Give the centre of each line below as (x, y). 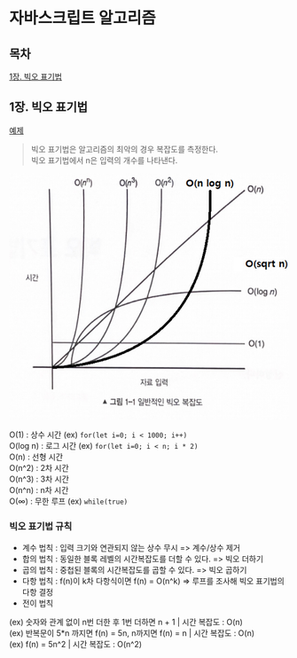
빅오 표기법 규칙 (41, 527)
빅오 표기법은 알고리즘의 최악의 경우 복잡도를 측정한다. (125, 149)
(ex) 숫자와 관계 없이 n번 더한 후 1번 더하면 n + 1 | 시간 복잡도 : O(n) (126, 622)
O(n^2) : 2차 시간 (39, 468)
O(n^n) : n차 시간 (39, 490)
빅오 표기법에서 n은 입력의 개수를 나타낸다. (104, 160)
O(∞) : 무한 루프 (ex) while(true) (69, 501)
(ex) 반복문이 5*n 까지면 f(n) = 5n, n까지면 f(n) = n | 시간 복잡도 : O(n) (132, 633)
